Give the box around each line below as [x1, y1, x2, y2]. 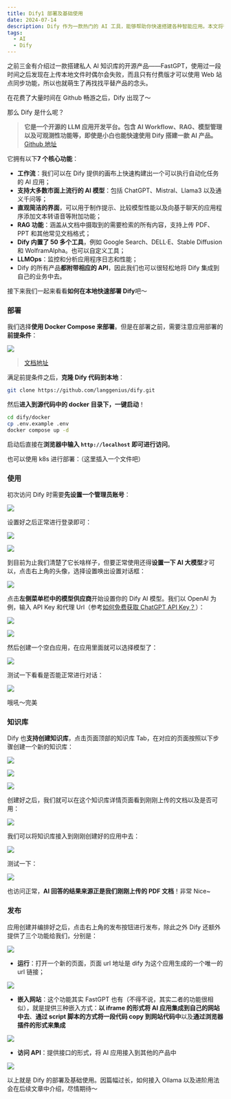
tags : [7, 29, 23, 36]
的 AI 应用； [16, 178, 52, 186]
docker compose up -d [7, 427, 69, 434]
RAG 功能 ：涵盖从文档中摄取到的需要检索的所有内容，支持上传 [16, 221, 195, 229]
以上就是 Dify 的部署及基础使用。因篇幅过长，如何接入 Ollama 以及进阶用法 [7, 1076, 220, 1084]
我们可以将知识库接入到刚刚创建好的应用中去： [7, 832, 140, 841]
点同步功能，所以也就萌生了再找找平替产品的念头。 [7, 79, 152, 87]
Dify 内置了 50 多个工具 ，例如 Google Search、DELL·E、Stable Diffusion [16, 238, 223, 246]
